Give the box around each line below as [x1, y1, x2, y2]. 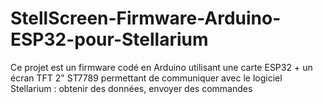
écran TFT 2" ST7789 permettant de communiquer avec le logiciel [10, 72, 283, 84]
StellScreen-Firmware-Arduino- [10, 7, 282, 30]
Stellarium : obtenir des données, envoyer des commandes [10, 82, 253, 94]
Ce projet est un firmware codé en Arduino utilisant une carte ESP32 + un [10, 61, 313, 73]
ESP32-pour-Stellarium [10, 28, 209, 51]
